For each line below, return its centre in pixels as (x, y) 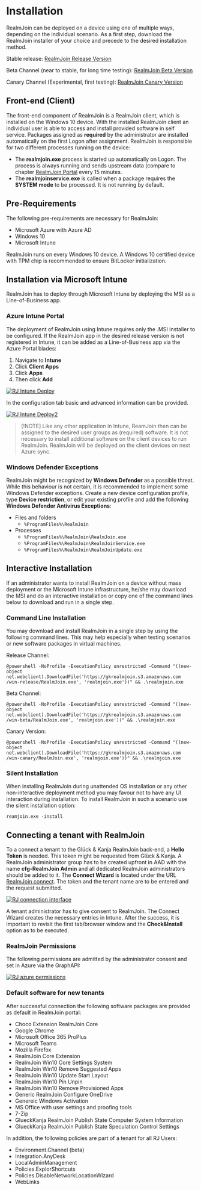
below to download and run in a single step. (60, 602)
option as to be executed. (38, 930)
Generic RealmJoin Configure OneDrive (64, 1094)
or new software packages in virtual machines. (64, 644)
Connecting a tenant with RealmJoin (76, 835)
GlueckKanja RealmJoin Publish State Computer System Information (99, 1120)
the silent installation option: (41, 806)
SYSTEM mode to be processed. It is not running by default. (89, 184)
